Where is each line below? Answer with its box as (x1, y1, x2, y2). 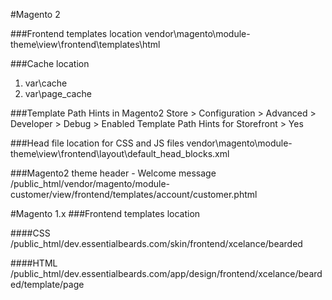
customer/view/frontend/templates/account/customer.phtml (10, 189, 258, 200)
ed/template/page (10, 279, 85, 290)
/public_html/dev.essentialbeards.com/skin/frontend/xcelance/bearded (10, 238, 303, 249)
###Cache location (10, 58, 90, 69)
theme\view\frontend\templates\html (10, 39, 161, 50)
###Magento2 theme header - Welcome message (10, 167, 217, 179)
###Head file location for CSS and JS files (10, 137, 185, 149)
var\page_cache (24, 88, 92, 99)
